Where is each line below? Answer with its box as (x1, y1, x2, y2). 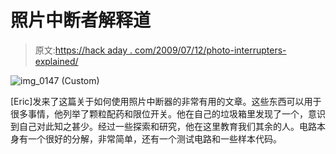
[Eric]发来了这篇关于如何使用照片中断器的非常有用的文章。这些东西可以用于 (10, 95, 322, 107)
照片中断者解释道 (10, 9, 152, 32)
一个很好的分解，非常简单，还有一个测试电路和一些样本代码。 (27, 132, 282, 145)
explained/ (34, 55, 79, 67)
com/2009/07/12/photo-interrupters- (134, 44, 287, 56)
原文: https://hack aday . (34, 44, 133, 56)
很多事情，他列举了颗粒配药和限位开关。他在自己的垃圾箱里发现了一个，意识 (10, 107, 326, 120)
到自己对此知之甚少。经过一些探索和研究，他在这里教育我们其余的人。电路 (10, 120, 317, 132)
